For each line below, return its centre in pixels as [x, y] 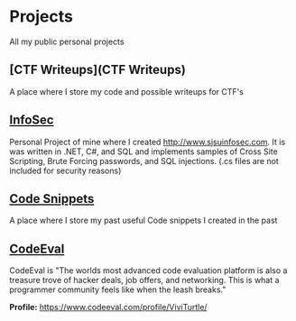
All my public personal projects [67, 41]
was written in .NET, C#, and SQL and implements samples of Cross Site [143, 151]
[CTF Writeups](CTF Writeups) [98, 70]
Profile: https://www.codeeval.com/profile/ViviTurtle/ [108, 307]
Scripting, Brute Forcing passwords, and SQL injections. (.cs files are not [144, 160]
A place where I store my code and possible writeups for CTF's [126, 91]
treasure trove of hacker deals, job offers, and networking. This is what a [144, 280]
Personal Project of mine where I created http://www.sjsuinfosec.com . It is [148, 142]
